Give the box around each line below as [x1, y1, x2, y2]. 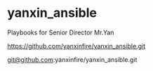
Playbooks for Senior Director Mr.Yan [7, 28, 114, 37]
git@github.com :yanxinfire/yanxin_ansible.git [7, 55, 138, 64]
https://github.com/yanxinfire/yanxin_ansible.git [7, 41, 146, 50]
